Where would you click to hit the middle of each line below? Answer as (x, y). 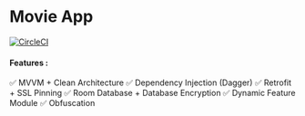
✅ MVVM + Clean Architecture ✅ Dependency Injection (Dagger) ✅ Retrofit (151, 82)
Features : (29, 63)
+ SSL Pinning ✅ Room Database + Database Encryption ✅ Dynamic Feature (152, 93)
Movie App (51, 17)
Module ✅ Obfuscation (52, 103)
